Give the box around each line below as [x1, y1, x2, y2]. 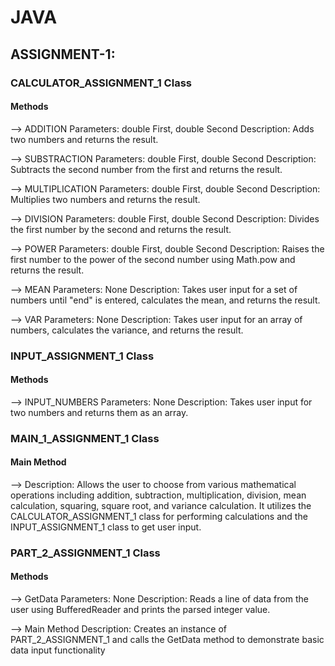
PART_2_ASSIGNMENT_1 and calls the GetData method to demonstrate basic [10, 634, 325, 646]
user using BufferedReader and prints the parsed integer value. [10, 604, 271, 616]
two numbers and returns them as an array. [10, 406, 189, 418]
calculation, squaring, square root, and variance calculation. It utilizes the [10, 499, 312, 511]
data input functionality [10, 644, 106, 656]
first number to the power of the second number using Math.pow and [10, 253, 296, 265]
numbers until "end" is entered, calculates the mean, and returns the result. [10, 294, 321, 306]
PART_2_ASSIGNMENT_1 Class [10, 546, 161, 560]
